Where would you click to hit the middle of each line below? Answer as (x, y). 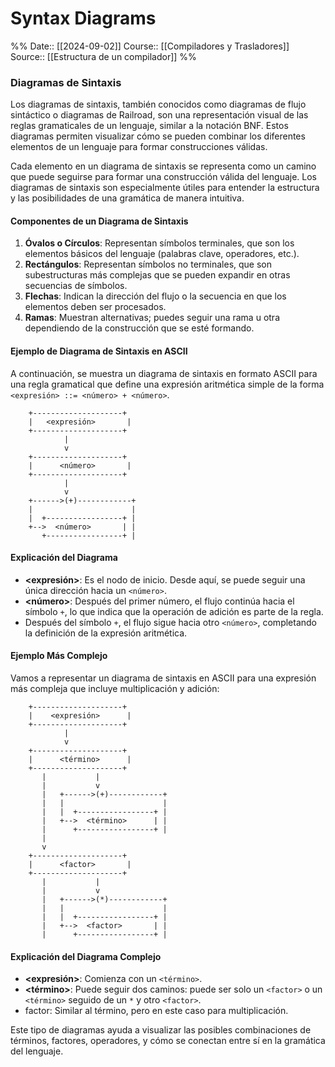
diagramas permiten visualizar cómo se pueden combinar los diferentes (158, 136)
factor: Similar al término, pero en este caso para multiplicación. (156, 1011)
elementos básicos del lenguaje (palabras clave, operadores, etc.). (162, 254)
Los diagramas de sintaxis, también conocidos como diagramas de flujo (158, 104)
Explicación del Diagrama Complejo (86, 956)
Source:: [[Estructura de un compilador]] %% (103, 56)
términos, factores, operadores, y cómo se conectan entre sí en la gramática (168, 1041)
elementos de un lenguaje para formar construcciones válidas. (139, 147)
